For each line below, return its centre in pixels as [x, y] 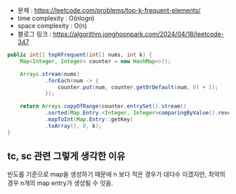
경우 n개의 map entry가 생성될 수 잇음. [60, 183]
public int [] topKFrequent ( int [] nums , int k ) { [80, 55]
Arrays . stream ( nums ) [50, 74]
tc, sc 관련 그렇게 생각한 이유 [66, 156]
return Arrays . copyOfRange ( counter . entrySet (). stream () [104, 106]
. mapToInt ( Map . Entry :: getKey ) [89, 119]
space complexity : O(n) [52, 26]
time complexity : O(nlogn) [56, 18]
